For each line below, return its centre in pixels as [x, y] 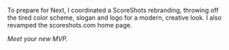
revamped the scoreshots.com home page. [70, 25]
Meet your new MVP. [38, 39]
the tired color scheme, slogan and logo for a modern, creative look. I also [114, 18]
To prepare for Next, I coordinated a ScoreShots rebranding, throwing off [113, 10]
